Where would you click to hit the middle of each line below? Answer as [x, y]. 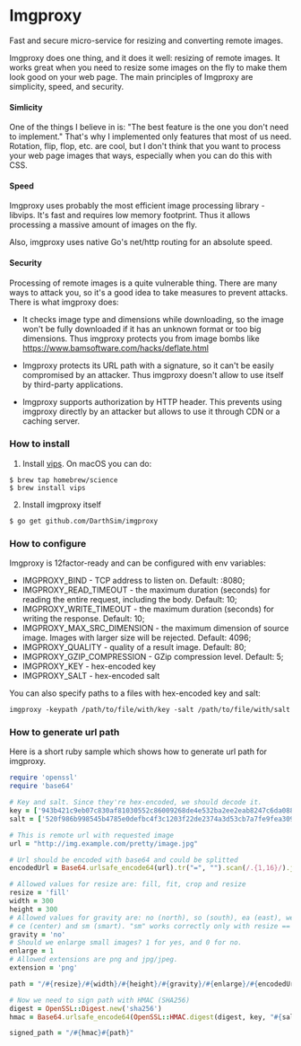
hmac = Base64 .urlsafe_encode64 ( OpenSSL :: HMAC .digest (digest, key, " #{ [146, 1017]
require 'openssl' [43, 778]
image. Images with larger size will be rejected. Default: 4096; [137, 637]
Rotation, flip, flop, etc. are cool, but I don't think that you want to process [145, 146]
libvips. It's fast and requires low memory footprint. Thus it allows [130, 215]
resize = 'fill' [39, 893]
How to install [39, 444]
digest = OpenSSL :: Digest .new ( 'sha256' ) [86, 1008]
